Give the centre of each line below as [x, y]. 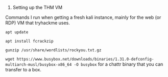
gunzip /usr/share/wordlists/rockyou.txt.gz [53, 50]
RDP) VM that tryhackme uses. [38, 23]
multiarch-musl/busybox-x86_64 [39, 65]
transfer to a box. [23, 70]
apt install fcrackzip [29, 41]
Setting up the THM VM [38, 7]
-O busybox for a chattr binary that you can [118, 64]
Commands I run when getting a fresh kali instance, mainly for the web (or [83, 17]
